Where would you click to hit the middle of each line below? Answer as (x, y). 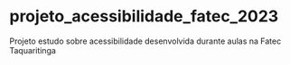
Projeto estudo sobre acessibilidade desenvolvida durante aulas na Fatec (145, 41)
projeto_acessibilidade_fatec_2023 (144, 16)
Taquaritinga (33, 50)
